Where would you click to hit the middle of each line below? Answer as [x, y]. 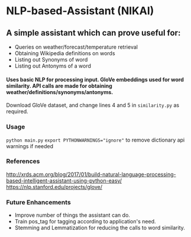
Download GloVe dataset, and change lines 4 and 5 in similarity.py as [93, 105]
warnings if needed [30, 146]
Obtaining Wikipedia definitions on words [65, 53]
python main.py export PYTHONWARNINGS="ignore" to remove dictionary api [96, 140]
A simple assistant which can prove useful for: [93, 33]
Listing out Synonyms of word [51, 60]
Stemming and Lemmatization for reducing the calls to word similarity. [100, 228]
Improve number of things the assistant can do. [72, 215]
